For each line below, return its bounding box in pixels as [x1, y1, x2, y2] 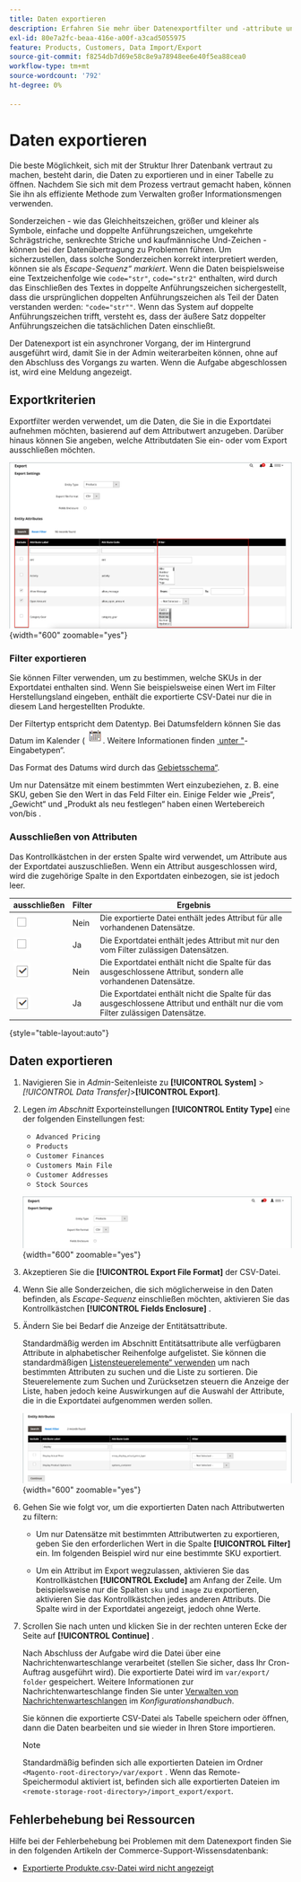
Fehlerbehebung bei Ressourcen [9, 1812, 195, 1827]
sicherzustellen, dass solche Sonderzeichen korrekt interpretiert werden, [9, 253, 279, 264]
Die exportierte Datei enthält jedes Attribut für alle [99, 912, 283, 924]
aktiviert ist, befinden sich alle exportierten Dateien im [80, 1776, 280, 1787]
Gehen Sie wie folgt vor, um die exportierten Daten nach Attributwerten [21, 1502, 285, 1513]
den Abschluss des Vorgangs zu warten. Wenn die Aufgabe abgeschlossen [9, 356, 288, 367]
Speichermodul [21, 1776, 79, 1787]
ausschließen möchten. [9, 444, 96, 455]
